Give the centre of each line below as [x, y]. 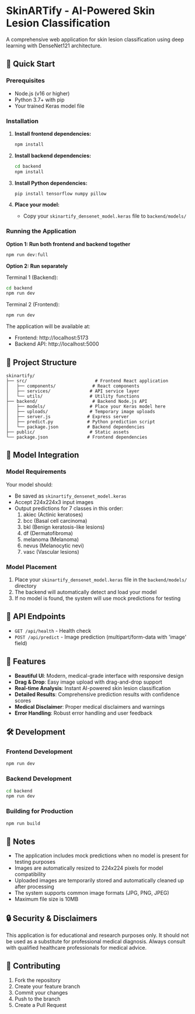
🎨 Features [26, 662]
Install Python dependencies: [51, 183]
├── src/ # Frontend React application [87, 381]
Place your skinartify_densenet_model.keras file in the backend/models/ [101, 580]
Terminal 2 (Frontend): [33, 305]
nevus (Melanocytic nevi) [54, 546]
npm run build [23, 823]
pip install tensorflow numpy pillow [60, 194]
